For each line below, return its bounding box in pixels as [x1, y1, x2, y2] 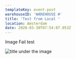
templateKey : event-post [5, 7, 56, 12]
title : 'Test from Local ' [5, 16, 60, 21]
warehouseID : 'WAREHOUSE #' [5, 12, 63, 17]
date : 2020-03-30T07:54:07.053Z [5, 26, 71, 30]
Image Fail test [5, 39, 35, 45]
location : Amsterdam [5, 21, 48, 26]
